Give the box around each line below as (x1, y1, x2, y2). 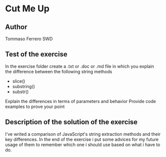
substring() (12, 83, 35, 89)
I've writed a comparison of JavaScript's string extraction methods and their (5, 131, 161, 137)
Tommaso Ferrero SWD (5, 36, 53, 42)
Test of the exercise (5, 50, 68, 58)
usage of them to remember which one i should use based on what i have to (5, 142, 161, 148)
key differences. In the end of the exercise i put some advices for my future (5, 136, 159, 142)
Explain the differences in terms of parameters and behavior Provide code (5, 98, 156, 104)
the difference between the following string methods (5, 68, 112, 74)
